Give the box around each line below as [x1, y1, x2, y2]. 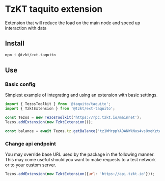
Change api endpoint [5, 140, 56, 147]
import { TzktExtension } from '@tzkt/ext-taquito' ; [5, 106, 115, 111]
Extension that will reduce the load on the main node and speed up [5, 20, 140, 26]
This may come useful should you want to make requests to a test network [5, 156, 156, 162]
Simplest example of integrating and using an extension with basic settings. [5, 92, 158, 98]
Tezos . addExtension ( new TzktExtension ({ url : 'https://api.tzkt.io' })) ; [5, 171, 155, 176]
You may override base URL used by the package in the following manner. [5, 151, 155, 157]
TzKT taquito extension [5, 3, 103, 15]
